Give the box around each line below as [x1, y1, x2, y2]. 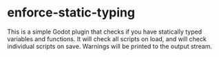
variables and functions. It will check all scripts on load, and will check [7, 34, 207, 43]
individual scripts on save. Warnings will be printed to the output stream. [7, 42, 212, 50]
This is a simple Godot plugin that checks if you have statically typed [7, 27, 202, 36]
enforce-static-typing [7, 5, 136, 21]
